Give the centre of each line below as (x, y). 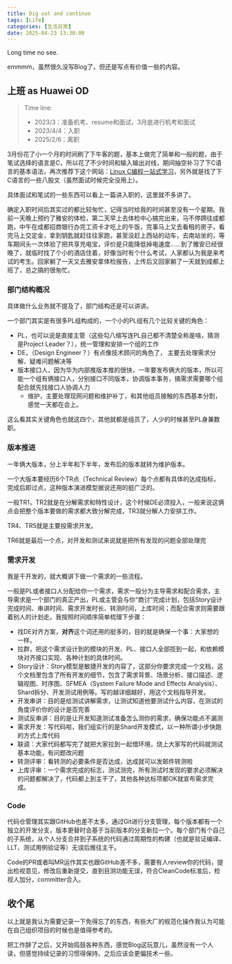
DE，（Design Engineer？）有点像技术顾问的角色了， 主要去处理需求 (114, 353)
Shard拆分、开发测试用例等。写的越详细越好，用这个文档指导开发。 (113, 692)
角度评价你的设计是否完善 (54, 709)
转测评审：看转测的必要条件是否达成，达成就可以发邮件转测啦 (105, 761)
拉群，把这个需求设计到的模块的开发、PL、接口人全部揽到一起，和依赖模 (120, 648)
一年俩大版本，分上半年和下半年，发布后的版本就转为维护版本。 (98, 464)
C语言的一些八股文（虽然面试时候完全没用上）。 (75, 180)
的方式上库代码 (38, 735)
